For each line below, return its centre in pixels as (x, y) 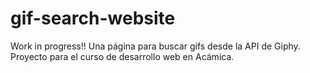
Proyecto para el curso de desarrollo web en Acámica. (122, 56)
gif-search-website (93, 18)
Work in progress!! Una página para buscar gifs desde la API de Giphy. (155, 46)
